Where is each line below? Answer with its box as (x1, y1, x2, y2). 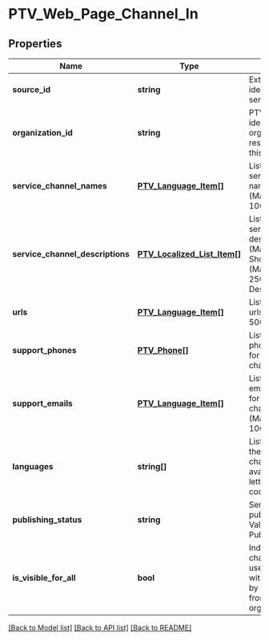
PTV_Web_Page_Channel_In (8, 5, 199, 23)
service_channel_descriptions (12, 249, 130, 259)
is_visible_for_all (12, 573, 76, 583)
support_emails (12, 398, 74, 409)
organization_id (12, 128, 74, 138)
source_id (12, 84, 51, 95)
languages (12, 461, 54, 472)
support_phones (12, 345, 78, 355)
